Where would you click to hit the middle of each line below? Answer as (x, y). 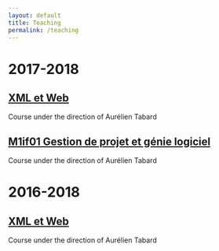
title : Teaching (35, 23)
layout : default (35, 15)
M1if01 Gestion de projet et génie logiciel (109, 141)
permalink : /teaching (44, 30)
